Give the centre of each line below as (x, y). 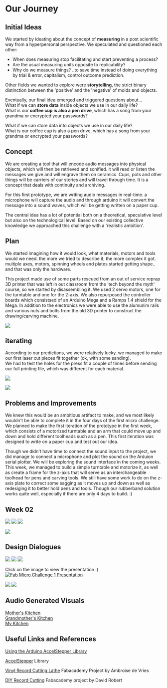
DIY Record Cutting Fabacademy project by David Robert (64, 680)
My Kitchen (17, 623)
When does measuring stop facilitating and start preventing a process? (85, 59)
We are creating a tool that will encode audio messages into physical (76, 164)
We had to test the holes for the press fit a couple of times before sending (81, 363)
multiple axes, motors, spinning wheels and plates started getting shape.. (80, 264)
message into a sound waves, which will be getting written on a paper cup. (82, 205)
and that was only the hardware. (38, 269)
